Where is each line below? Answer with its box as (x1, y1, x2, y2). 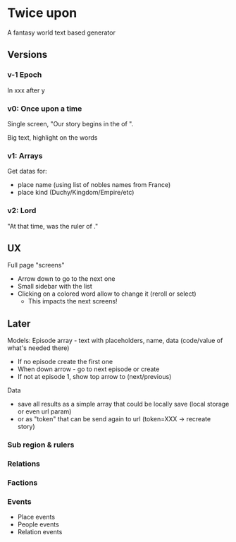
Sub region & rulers (7, 440, 75, 450)
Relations (7, 459, 41, 469)
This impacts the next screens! (27, 297, 118, 306)
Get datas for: (7, 167, 47, 176)
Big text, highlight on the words (7, 133, 98, 142)
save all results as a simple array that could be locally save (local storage (17, 400, 230, 409)
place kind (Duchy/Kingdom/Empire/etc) (17, 188, 135, 197)
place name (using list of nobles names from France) (17, 181, 171, 189)
